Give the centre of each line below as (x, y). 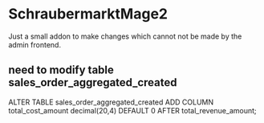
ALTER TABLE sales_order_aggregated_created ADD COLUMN (111, 102)
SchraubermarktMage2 (88, 14)
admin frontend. (35, 44)
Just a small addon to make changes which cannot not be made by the (125, 36)
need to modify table (61, 70)
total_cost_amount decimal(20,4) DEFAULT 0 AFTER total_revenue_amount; (132, 110)
